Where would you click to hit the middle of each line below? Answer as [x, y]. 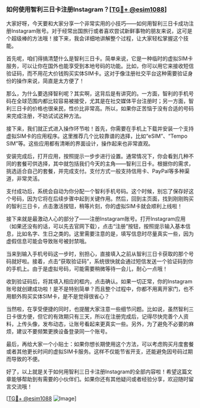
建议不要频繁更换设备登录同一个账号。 [63, 332]
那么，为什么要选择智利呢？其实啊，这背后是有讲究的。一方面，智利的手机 [97, 94]
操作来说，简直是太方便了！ [50, 81]
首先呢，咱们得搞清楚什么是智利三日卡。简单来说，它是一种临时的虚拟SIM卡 [100, 58]
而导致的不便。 [24, 359]
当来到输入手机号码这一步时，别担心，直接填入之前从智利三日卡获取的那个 [97, 254]
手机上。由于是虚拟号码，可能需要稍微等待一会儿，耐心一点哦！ [89, 269]
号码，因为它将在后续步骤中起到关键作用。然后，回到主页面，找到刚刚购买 [102, 199]
